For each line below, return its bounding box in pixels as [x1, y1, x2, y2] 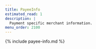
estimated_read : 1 [5, 12, 42, 16]
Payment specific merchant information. [9, 20, 93, 26]
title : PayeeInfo [5, 7, 40, 12]
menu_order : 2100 [5, 25, 40, 30]
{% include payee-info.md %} [5, 38, 65, 44]
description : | [5, 16, 36, 21]
